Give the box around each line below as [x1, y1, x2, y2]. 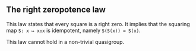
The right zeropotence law [6, 5, 106, 15]
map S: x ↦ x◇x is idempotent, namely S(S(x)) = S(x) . [6, 27, 141, 34]
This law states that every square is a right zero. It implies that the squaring [6, 20, 190, 27]
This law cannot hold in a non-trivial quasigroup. [6, 38, 125, 45]
